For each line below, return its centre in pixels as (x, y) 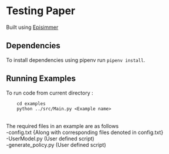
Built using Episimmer (32, 27)
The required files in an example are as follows (62, 126)
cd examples (31, 104)
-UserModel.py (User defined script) (50, 138)
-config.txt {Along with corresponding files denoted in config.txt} (85, 132)
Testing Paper (41, 11)
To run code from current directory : (50, 93)
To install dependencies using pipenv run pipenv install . (76, 60)
